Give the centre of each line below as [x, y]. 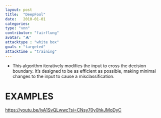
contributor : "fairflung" [32, 33]
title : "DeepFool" [25, 14]
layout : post [19, 10]
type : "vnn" [17, 28]
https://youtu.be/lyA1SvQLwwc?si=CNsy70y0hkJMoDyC [63, 110]
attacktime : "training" [31, 51]
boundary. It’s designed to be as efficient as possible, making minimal [84, 71]
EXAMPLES [29, 96]
